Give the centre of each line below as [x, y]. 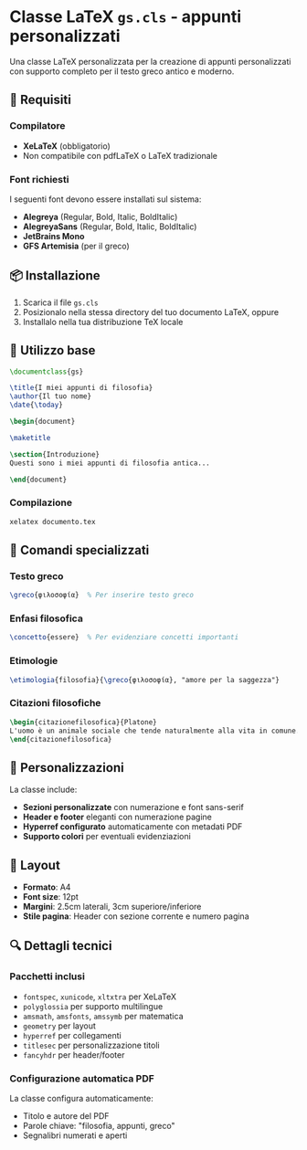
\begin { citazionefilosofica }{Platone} [83, 722]
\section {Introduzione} [55, 454]
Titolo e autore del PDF [66, 1116]
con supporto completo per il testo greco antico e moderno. [122, 71]
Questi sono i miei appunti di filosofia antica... [110, 463]
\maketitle [30, 438]
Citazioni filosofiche [55, 703]
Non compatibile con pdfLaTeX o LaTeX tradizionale [120, 155]
